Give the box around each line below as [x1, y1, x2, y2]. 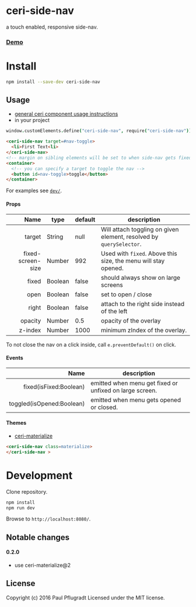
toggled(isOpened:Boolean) [9, 399, 85, 407]
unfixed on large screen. [90, 386, 157, 394]
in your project [14, 117, 50, 124]
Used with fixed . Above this [101, 249, 178, 258]
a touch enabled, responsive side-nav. [6, 23, 98, 30]
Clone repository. [6, 488, 48, 495]
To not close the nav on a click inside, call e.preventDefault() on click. [6, 341, 176, 348]
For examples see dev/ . [6, 187, 62, 194]
